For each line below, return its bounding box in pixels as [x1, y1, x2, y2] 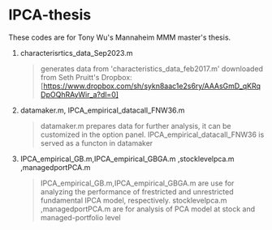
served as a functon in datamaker [40, 138, 153, 147]
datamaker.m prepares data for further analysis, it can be [40, 121, 231, 130]
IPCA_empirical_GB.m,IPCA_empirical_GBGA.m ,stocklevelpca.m [19, 154, 235, 164]
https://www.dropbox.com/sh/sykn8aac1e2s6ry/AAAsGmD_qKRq [43, 81, 261, 91]
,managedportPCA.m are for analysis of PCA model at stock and [40, 204, 256, 214]
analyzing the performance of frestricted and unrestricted [40, 186, 234, 196]
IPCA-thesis [8, 6, 92, 24]
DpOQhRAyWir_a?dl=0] [40, 89, 119, 99]
